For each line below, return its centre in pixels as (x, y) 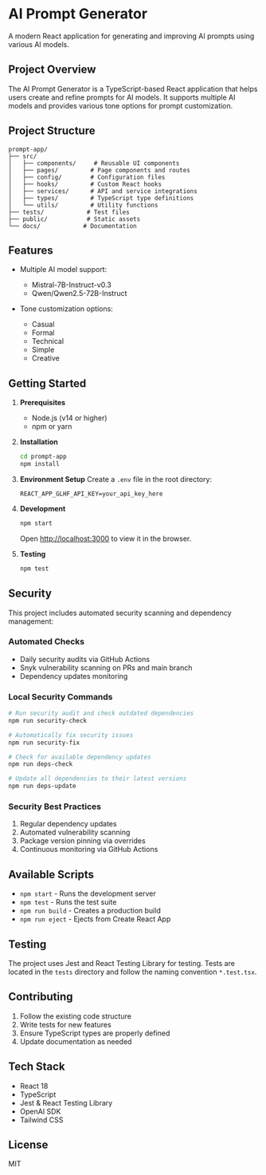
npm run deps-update (43, 787)
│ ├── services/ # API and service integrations (103, 191)
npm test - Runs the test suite (68, 902)
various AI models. (39, 44)
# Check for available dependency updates (80, 757)
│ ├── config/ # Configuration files (87, 177)
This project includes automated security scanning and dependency (120, 613)
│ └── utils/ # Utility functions (83, 205)
